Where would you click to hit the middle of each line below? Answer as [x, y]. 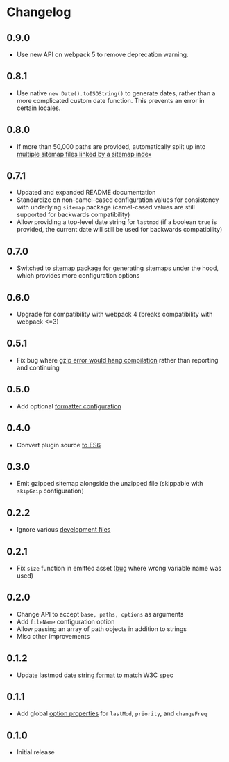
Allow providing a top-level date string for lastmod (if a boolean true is [117, 222]
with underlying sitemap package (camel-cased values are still [105, 207]
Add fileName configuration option [66, 621]
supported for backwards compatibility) [73, 215]
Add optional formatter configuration [69, 406]
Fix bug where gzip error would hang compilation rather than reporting [117, 360]
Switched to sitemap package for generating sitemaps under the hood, [118, 268]
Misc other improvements [53, 636]
